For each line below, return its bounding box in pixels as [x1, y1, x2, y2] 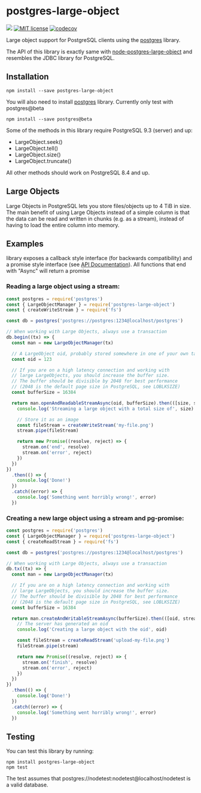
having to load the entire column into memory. [6, 221, 120, 228]
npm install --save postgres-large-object [6, 88, 114, 94]
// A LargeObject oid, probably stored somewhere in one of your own [11, 351, 188, 357]
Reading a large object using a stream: [6, 282, 120, 291]
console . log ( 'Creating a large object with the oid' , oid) [17, 626, 167, 633]
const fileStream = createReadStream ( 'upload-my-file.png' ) [17, 637, 170, 644]
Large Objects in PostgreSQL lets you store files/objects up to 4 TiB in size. [6, 202, 191, 209]
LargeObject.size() [14, 151, 61, 158]
